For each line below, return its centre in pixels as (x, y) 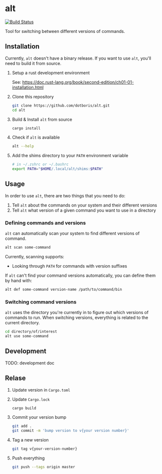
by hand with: (19, 280)
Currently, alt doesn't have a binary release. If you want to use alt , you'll (78, 58)
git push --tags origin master (44, 467)
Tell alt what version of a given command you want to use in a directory (84, 210)
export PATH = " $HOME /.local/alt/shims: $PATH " (58, 169)
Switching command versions (41, 302)
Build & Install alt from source (42, 119)
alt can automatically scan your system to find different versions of (72, 234)
